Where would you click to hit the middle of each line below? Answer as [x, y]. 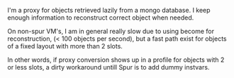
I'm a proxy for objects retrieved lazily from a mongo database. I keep [109, 10]
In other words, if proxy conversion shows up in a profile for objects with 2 [116, 60]
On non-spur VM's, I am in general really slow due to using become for [111, 31]
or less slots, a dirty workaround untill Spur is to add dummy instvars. [108, 67]
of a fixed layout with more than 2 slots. [65, 46]
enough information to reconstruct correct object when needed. [101, 18]
